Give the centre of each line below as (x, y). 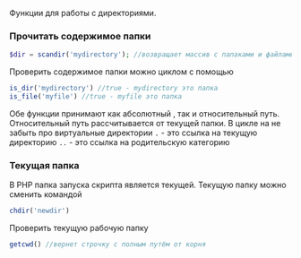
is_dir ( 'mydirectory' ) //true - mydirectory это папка (114, 89)
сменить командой (46, 194)
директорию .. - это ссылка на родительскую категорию (120, 142)
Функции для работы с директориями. (83, 13)
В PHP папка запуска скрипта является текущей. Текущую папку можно (148, 185)
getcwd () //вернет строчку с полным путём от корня (107, 245)
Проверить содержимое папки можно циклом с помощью (122, 72)
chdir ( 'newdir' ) (39, 211)
